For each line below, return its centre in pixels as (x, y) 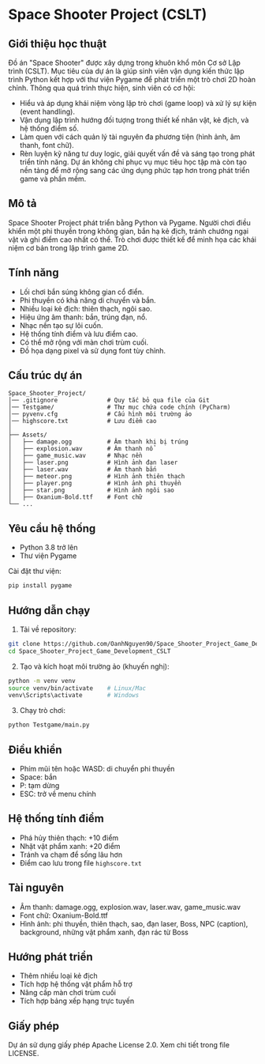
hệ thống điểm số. (49, 128)
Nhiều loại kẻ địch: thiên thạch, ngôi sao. (86, 308)
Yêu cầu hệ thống (52, 528)
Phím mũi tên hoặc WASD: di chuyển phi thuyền (97, 769)
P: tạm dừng (39, 785)
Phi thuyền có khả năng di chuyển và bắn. (88, 300)
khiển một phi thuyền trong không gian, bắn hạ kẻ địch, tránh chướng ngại (129, 231)
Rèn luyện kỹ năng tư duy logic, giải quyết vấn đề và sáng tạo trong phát (137, 153)
